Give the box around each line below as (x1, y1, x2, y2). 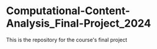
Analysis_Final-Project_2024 (6, 17, 151, 30)
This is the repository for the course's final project (6, 36, 128, 43)
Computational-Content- (6, 4, 131, 18)
